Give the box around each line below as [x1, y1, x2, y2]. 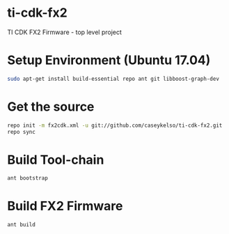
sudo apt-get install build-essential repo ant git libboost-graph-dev [7, 75, 219, 82]
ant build [7, 221, 36, 228]
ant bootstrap [7, 175, 49, 182]
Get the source [7, 99, 95, 114]
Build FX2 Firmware [7, 198, 123, 214]
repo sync [7, 128, 36, 135]
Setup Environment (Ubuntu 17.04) [7, 52, 211, 68]
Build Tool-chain [7, 152, 104, 168]
